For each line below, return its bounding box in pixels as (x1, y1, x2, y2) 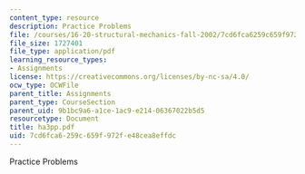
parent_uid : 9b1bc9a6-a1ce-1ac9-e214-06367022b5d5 (9, 106, 205, 115)
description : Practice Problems (9, 22, 132, 31)
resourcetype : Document (9, 114, 100, 123)
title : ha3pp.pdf (9, 123, 75, 132)
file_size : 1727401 (9, 38, 84, 48)
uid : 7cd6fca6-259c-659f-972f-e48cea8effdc (9, 131, 177, 140)
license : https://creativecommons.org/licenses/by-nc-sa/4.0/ (9, 72, 250, 82)
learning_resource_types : (9, 55, 107, 64)
